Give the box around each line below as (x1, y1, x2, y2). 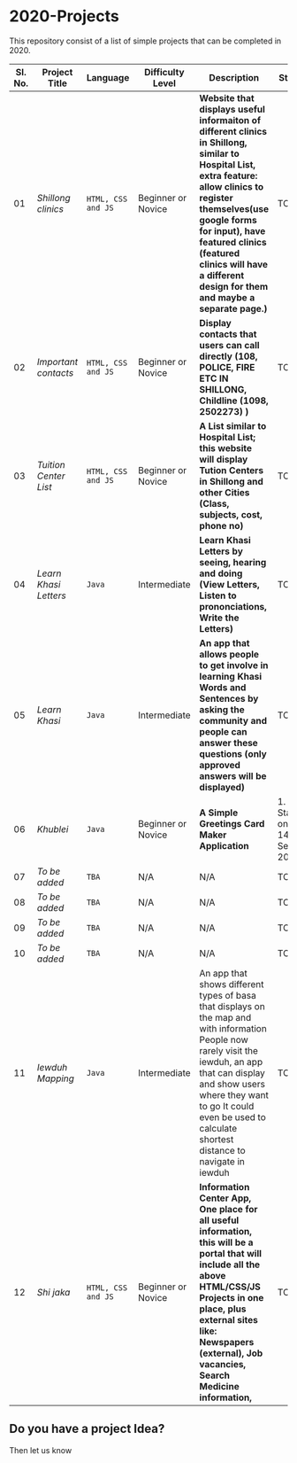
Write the (199, 611, 240, 624)
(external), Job (199, 1347, 263, 1359)
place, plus (199, 1303, 247, 1315)
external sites (199, 1313, 259, 1326)
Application (199, 839, 249, 852)
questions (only (199, 747, 267, 759)
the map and (199, 1011, 252, 1023)
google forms (199, 214, 258, 226)
